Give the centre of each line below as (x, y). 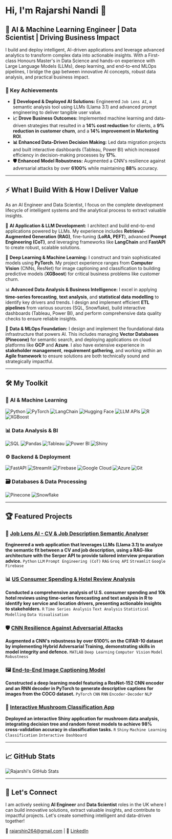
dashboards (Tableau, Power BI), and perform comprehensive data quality (83, 313)
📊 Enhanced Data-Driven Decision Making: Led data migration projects (89, 142)
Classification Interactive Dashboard (46, 735)
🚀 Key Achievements (31, 90)
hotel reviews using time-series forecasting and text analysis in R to (79, 598)
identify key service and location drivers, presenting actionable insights (83, 603)
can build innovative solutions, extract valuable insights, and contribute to (83, 810)
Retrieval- (135, 231)
